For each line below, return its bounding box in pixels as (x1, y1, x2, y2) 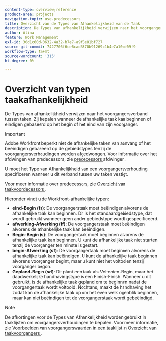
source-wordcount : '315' (5, 53, 56, 59)
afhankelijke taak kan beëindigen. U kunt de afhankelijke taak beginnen (12, 253, 157, 259)
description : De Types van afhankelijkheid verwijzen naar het (5, 26, 138, 31)
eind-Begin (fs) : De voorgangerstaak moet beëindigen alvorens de (12, 205, 149, 211)
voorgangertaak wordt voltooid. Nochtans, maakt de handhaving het (12, 284, 152, 290)
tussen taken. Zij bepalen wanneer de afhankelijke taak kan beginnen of (5, 116, 152, 122)
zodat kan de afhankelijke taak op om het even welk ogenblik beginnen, (12, 290, 158, 296)
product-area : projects (5, 12, 54, 17)
